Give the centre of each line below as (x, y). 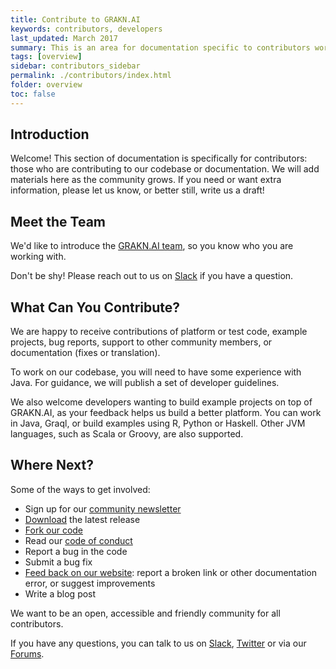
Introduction (50, 134)
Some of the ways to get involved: (80, 489)
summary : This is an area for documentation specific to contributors (160, 47)
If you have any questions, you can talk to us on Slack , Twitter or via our (158, 643)
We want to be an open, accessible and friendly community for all (145, 613)
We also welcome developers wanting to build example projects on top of (161, 402)
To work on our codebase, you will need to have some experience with (156, 372)
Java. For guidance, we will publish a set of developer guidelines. (145, 383)
